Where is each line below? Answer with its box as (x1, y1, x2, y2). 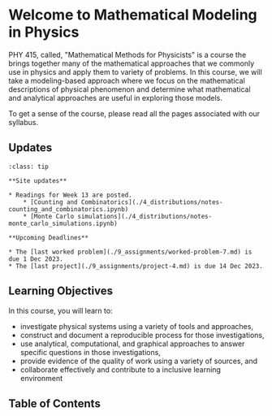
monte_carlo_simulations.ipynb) (8, 219, 118, 227)
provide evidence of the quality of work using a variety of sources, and (19, 356, 258, 366)
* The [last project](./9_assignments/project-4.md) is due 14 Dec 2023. (8, 262, 264, 270)
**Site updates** (8, 176, 67, 184)
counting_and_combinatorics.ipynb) (8, 205, 129, 213)
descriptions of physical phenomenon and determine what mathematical (8, 84, 251, 94)
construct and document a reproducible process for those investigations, (19, 330, 265, 340)
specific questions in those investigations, (19, 347, 161, 357)
